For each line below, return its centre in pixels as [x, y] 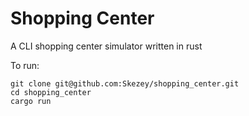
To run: [25, 65]
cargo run [31, 101]
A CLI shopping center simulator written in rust [106, 46]
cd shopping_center [51, 92]
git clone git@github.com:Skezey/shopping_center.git [125, 83]
